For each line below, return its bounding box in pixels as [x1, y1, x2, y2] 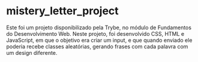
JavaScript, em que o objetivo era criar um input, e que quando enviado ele [6, 36, 193, 44]
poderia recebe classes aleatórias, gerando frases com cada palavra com [6, 43, 188, 50]
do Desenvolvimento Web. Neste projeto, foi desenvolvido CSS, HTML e [6, 30, 185, 37]
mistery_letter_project [6, 4, 119, 18]
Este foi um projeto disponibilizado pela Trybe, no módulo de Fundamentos [6, 24, 192, 31]
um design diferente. [6, 49, 58, 56]
